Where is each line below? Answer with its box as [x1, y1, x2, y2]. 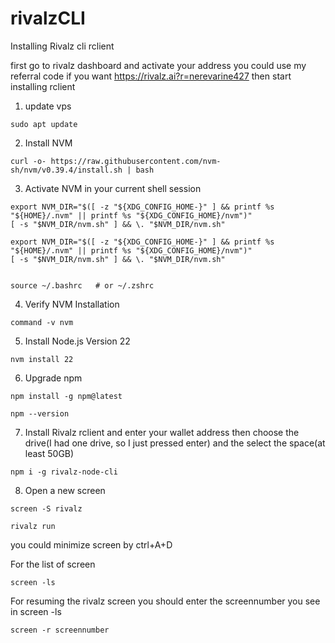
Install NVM [24, 137, 73, 149]
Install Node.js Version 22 [24, 335, 131, 347]
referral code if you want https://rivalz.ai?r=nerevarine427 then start [10, 70, 292, 82]
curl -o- [10, 156, 47, 166]
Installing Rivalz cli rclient [10, 40, 115, 52]
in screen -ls [10, 605, 62, 617]
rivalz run [10, 521, 56, 531]
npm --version [10, 408, 70, 419]
